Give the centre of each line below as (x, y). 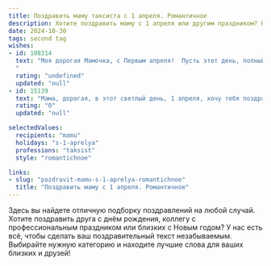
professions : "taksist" (55, 150)
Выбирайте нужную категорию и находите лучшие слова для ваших (126, 244)
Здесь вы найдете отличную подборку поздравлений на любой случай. (132, 210)
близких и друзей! (40, 253)
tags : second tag (38, 38)
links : (19, 172)
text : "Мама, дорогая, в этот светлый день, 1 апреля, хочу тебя (128, 98)
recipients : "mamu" (48, 135)
